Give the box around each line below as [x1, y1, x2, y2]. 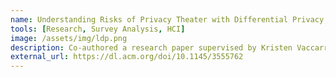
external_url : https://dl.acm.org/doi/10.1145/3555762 [10, 52, 244, 62]
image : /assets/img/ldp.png [10, 33, 128, 43]
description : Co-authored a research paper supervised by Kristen [10, 42, 293, 53]
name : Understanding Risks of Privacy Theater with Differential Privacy [10, 14, 325, 25]
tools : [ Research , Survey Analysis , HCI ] [10, 24, 186, 34]
